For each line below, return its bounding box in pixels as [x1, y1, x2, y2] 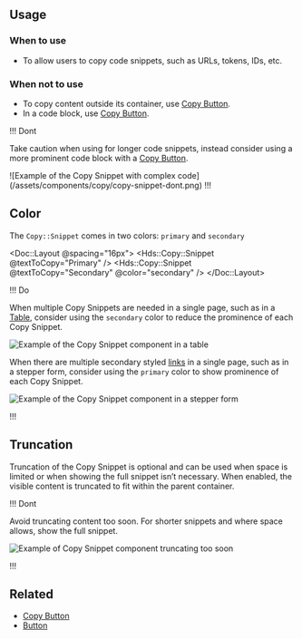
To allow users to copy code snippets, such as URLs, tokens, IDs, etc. [22, 54, 283, 66]
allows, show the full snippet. [9, 525, 118, 536]
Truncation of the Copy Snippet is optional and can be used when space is [9, 461, 288, 472]
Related [9, 586, 54, 602]
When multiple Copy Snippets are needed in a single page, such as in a [9, 302, 276, 313]
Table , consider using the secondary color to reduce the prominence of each [9, 312, 294, 323]
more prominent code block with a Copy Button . [9, 152, 189, 163]
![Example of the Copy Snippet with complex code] [9, 169, 200, 180]
